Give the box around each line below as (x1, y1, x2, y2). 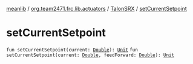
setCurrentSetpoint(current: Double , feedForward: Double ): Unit (6, 52, 174, 58)
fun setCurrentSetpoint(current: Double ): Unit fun (6, 47, 138, 53)
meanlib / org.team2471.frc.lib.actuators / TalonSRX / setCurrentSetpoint (6, 5, 188, 12)
